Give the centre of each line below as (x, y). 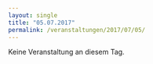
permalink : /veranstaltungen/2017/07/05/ (77, 30)
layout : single (33, 15)
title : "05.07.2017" (42, 23)
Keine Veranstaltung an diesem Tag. (66, 52)
